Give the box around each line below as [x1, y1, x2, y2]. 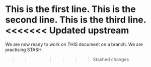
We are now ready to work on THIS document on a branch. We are [5, 41, 143, 47]
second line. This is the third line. [5, 14, 146, 25]
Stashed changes [93, 56, 129, 62]
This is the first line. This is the [5, 3, 136, 15]
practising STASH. [5, 46, 43, 52]
